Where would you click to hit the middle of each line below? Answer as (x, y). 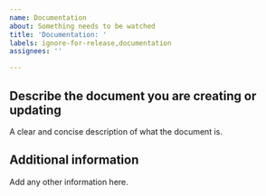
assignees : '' (36, 51)
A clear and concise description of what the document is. (116, 131)
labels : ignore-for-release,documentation (90, 43)
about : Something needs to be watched (82, 26)
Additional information (74, 160)
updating (35, 110)
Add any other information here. (69, 182)
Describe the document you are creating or (133, 96)
